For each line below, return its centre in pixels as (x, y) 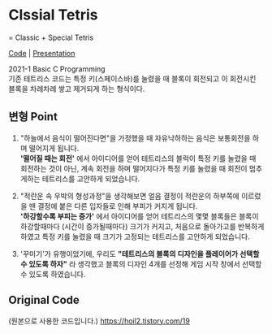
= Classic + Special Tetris (51, 37)
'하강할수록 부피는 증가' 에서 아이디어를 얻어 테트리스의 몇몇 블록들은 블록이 (139, 216)
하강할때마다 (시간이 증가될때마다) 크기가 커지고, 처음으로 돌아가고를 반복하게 (142, 226)
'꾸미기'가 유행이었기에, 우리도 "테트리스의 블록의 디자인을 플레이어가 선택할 (140, 254)
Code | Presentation (42, 53)
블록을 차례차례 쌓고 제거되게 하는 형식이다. (77, 89)
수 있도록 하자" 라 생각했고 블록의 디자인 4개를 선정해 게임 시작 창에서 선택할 (141, 264)
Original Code (44, 300)
